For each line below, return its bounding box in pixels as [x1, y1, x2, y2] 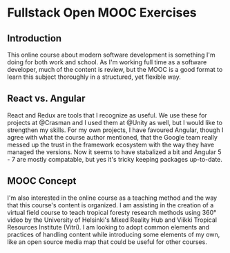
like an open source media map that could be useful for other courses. [7, 237, 207, 246]
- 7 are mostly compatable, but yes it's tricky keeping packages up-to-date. [7, 155, 223, 163]
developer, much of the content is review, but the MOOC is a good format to [7, 66, 223, 73]
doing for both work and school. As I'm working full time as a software [7, 58, 207, 66]
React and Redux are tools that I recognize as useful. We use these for [7, 111, 207, 119]
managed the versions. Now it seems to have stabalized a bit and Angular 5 [7, 147, 222, 156]
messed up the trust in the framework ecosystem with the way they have [7, 140, 215, 149]
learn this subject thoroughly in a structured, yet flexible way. [7, 73, 181, 81]
